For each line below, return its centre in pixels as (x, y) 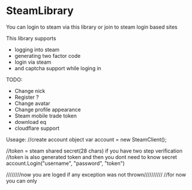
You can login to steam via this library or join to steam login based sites (92, 27)
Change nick (30, 91)
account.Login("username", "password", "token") (65, 163)
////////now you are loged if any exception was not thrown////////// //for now (96, 174)
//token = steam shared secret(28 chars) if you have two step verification (94, 151)
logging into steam (37, 49)
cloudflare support (37, 128)
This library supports (31, 38)
